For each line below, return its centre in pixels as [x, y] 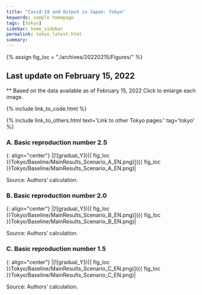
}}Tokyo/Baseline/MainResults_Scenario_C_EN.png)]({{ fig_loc [84, 268]
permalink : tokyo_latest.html [44, 34]
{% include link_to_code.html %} [47, 109]
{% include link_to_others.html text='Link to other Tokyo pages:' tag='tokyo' [100, 120]
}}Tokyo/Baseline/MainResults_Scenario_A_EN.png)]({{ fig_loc [84, 162]
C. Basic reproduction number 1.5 [56, 249]
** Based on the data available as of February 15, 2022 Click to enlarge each [101, 90]
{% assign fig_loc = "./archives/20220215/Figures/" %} [74, 57]
